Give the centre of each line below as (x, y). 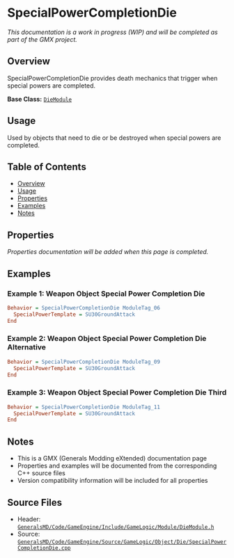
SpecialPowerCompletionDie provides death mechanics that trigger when (112, 78)
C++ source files (41, 473)
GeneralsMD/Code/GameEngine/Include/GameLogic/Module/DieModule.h (116, 527)
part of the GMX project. (42, 39)
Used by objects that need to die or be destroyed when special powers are (114, 138)
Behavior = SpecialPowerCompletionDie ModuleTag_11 (84, 407)
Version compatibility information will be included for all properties (112, 481)
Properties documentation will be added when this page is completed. (108, 252)
